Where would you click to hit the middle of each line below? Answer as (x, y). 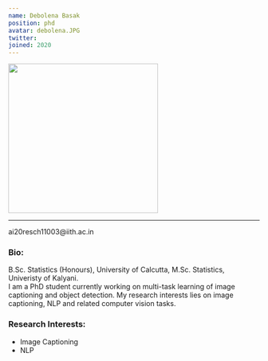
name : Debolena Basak (44, 16)
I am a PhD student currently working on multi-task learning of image (122, 287)
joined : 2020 (30, 45)
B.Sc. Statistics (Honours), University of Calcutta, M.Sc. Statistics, (116, 270)
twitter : (23, 38)
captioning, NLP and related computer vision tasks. (92, 304)
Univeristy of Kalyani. (43, 278)
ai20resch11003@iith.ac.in (51, 232)
